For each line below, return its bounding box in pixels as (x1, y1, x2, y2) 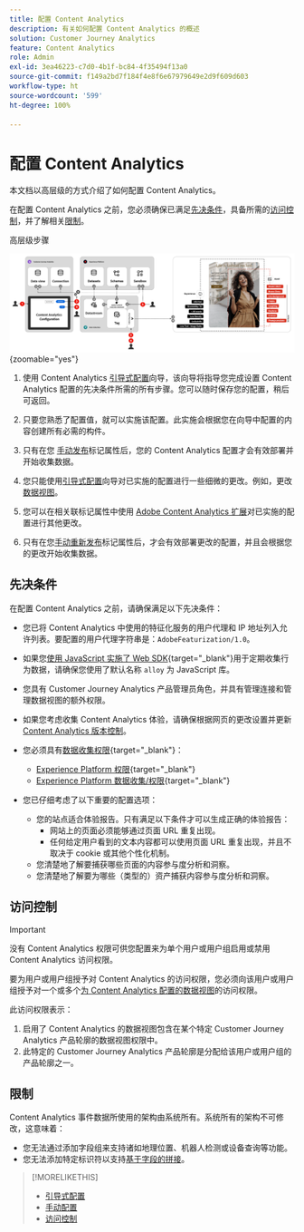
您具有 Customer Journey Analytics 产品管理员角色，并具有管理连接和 (22, 683, 284, 694)
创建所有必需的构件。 (30, 426, 110, 437)
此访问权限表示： (9, 1004, 73, 1014)
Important (9, 924, 46, 935)
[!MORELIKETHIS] (31, 1172, 99, 1183)
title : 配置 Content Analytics (9, 15, 125, 24)
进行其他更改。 (30, 518, 87, 529)
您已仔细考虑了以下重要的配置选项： (22, 794, 158, 805)
